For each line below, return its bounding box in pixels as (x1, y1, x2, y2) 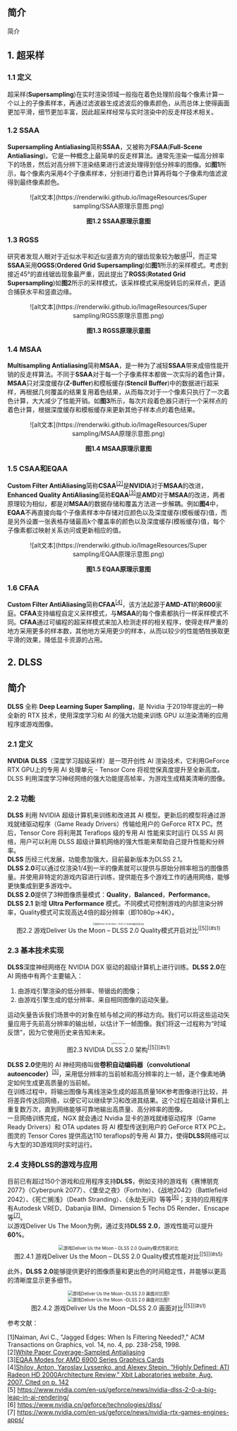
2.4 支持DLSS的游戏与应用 (7, 1160, 98, 1170)
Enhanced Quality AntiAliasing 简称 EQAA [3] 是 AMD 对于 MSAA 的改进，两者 (7, 490, 226, 499)
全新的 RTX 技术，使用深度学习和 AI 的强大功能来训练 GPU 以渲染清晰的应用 (7, 711, 229, 719)
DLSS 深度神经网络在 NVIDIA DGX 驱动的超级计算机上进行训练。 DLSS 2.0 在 (7, 963, 226, 972)
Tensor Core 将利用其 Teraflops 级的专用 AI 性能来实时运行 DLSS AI (19, 829, 216, 837)
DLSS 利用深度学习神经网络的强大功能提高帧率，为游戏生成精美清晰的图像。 (7, 775, 229, 783)
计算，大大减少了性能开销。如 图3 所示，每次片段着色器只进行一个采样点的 (13, 396, 228, 405)
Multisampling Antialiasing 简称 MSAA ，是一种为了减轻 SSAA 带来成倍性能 (7, 361, 224, 370)
